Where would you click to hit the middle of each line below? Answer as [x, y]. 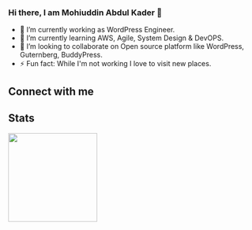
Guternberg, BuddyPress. [61, 55]
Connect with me [51, 91]
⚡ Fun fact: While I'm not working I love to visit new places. [115, 64]
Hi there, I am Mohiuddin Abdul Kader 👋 [85, 13]
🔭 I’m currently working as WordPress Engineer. [97, 30]
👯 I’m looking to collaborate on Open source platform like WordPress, [132, 46]
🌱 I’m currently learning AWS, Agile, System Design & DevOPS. [121, 38]
